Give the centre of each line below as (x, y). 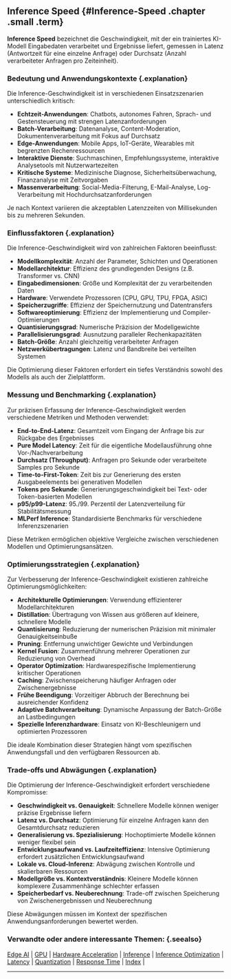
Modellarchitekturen (45, 607)
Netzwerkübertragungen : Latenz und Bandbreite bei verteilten (107, 349)
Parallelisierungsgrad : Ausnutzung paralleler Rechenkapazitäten (109, 335)
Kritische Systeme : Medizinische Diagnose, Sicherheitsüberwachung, (117, 173)
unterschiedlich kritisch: (41, 101)
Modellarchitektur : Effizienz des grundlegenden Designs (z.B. (106, 269)
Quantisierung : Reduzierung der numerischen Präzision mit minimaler (117, 629)
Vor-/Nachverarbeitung (50, 452)
